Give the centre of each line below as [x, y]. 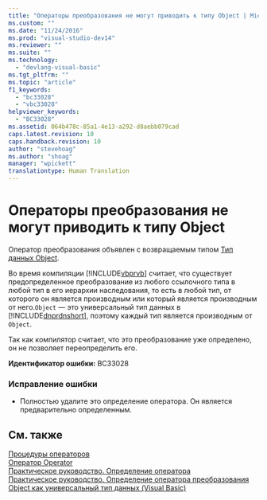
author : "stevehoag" [43, 149]
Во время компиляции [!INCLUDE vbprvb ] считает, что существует [120, 273]
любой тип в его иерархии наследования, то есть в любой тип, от [120, 290]
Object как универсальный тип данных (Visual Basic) [97, 488]
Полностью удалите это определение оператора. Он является [126, 401]
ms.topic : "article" [43, 82]
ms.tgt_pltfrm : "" [39, 75]
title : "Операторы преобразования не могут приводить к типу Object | [128, 16]
